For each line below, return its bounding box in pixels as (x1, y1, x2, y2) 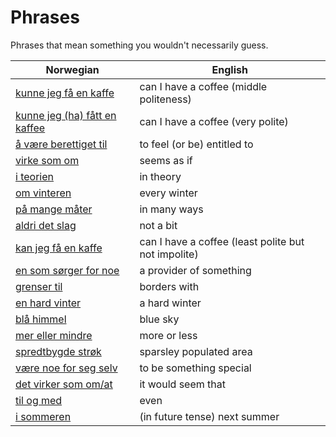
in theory (139, 169, 182, 183)
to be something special (139, 361, 252, 375)
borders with (139, 279, 200, 293)
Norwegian (45, 62, 100, 76)
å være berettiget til (15, 137, 108, 151)
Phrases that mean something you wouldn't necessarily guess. (10, 39, 269, 51)
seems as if (139, 153, 193, 167)
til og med (15, 393, 63, 407)
